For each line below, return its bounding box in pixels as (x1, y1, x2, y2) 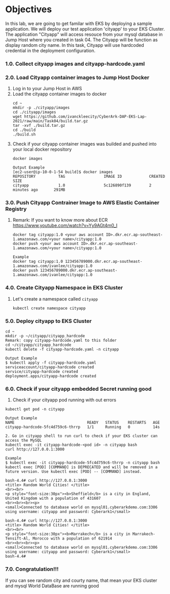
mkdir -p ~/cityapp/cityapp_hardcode (5, 334, 85, 339)
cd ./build (12, 127, 36, 133)
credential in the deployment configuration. (5, 47, 95, 53)
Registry (5, 205, 27, 212)
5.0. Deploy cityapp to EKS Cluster (5, 317, 92, 325)
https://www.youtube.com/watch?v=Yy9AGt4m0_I (12, 223, 118, 229)
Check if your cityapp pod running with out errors (12, 397, 117, 403)
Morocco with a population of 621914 (32, 536, 113, 541)
